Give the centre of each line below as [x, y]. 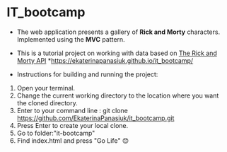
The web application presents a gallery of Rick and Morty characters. [118, 32]
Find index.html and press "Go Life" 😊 [72, 140]
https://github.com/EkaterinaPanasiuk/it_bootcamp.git [95, 118]
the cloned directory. [47, 103]
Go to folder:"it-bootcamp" [56, 133]
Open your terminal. [46, 88]
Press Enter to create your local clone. [72, 125]
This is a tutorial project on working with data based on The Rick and [117, 53]
